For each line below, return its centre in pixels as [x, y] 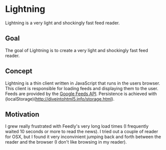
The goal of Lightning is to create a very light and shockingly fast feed [77, 50]
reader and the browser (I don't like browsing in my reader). [66, 142]
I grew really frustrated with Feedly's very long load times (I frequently [77, 126]
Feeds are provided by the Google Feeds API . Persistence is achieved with [81, 94]
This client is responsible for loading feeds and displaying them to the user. [82, 88]
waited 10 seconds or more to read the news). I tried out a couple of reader [82, 132]
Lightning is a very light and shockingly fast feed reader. [62, 23]
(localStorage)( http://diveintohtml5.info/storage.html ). [60, 99]
